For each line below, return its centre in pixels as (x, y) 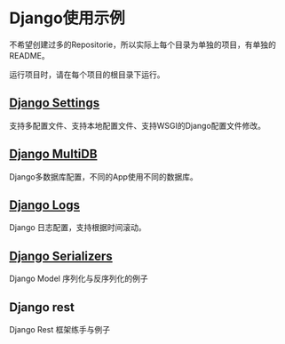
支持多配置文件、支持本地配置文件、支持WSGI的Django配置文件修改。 (138, 125)
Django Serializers (61, 256)
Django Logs (45, 205)
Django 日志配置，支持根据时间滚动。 (78, 228)
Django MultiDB (53, 154)
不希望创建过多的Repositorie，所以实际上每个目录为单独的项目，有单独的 (143, 44)
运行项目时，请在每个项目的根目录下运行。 (87, 74)
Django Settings (55, 103)
